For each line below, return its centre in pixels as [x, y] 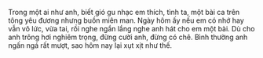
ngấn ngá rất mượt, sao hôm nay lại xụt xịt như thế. [90, 45]
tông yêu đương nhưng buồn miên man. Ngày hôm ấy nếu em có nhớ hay [126, 20]
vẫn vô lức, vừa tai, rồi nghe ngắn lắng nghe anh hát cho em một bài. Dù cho [131, 29]
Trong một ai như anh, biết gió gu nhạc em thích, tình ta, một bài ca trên [124, 12]
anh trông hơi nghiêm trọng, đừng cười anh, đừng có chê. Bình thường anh [128, 37]
